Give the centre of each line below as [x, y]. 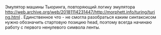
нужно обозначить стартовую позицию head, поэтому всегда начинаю [79, 22]
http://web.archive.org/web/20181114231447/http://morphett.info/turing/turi [80, 12]
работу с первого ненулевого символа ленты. [53, 27]
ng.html [13, 17]
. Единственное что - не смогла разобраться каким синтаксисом [88, 17]
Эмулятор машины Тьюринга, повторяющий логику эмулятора [70, 7]
